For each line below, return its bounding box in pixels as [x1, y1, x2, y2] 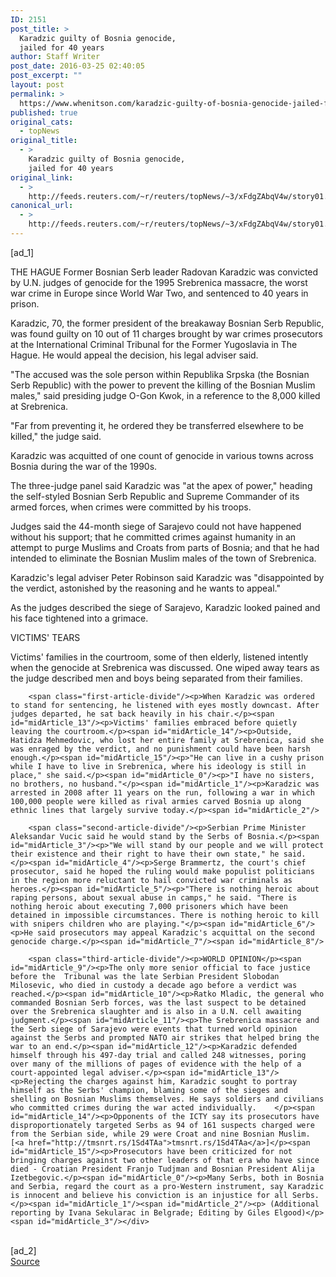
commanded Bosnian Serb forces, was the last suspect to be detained [10, 997, 307, 1008]
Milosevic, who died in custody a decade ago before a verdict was [10, 980, 298, 990]
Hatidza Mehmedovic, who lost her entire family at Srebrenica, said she [10, 735, 325, 745]
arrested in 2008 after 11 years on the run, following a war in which [10, 787, 315, 798]
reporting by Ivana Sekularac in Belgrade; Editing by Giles [10, 1207, 271, 1218]
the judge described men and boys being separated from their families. [10, 672, 303, 684]
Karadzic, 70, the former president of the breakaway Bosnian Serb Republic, [10, 317, 325, 329]
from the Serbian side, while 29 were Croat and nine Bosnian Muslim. [10, 1129, 311, 1139]
